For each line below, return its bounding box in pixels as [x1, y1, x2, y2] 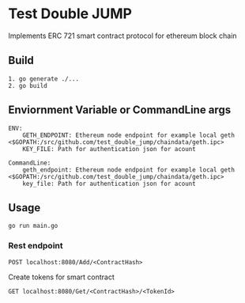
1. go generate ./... [8, 74, 80, 83]
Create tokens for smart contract [8, 272, 115, 282]
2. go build [8, 81, 47, 89]
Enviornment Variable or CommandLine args [8, 104, 232, 117]
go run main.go [8, 222, 58, 230]
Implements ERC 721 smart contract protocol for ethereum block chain [8, 31, 237, 40]
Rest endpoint [8, 241, 63, 252]
